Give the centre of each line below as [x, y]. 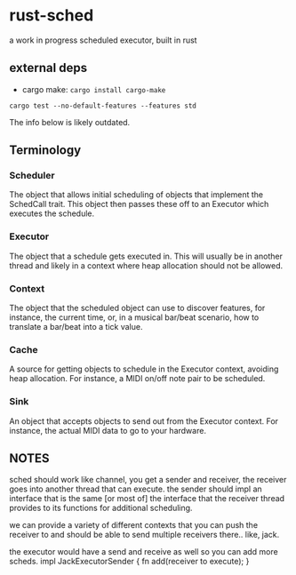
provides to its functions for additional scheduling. [101, 508]
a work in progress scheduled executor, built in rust [103, 40]
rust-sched [52, 16]
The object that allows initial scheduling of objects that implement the [136, 195]
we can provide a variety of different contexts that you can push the [134, 525]
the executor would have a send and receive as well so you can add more [144, 552]
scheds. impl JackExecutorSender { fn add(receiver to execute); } [129, 562]
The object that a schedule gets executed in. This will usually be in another [146, 256]
